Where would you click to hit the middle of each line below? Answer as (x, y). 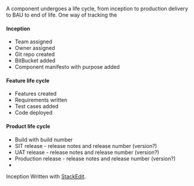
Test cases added (36, 106)
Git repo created (35, 54)
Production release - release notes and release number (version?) (95, 158)
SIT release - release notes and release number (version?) (86, 146)
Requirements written (41, 100)
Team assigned (33, 42)
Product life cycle (28, 126)
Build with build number (44, 140)
